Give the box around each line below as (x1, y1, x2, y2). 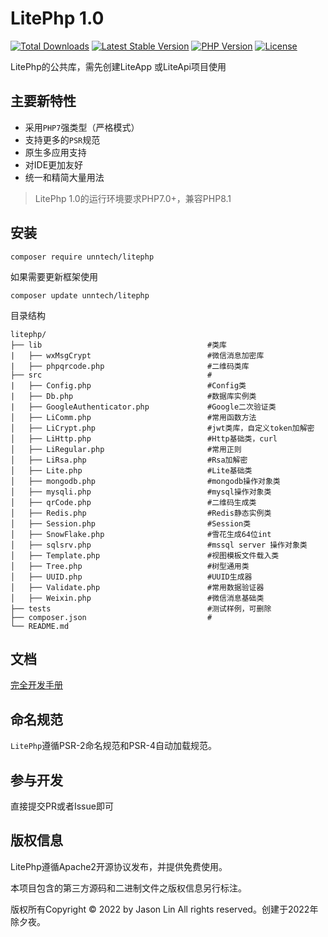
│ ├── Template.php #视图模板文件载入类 (10, 550, 280, 561)
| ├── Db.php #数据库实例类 (10, 391, 257, 401)
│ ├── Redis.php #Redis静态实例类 (10, 508, 272, 518)
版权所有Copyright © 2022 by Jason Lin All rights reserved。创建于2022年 (10, 903, 319, 915)
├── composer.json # (10, 612, 213, 622)
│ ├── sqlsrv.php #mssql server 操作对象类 (10, 540, 308, 550)
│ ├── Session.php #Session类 (10, 518, 252, 529)
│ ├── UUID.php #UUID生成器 (10, 572, 253, 582)
